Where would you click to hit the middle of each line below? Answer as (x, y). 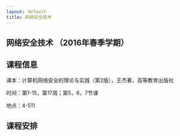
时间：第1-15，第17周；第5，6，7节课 (52, 93)
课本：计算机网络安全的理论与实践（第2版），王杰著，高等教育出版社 (90, 80)
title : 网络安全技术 (29, 17)
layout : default (26, 12)
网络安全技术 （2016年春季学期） (68, 42)
